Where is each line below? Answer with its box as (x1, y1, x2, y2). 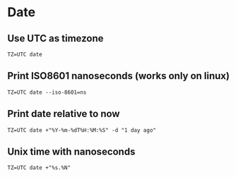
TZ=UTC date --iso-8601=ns (7, 89, 87, 96)
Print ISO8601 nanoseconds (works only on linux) (7, 70, 230, 82)
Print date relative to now (7, 108, 120, 120)
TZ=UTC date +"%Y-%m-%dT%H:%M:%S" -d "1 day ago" (7, 126, 157, 134)
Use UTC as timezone (7, 32, 104, 44)
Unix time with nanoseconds (7, 146, 136, 158)
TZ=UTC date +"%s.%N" (7, 164, 71, 171)
